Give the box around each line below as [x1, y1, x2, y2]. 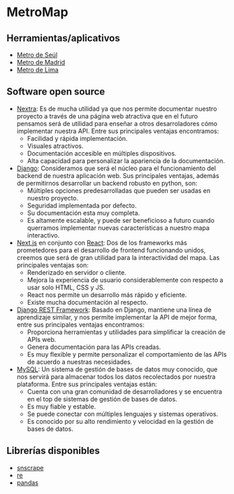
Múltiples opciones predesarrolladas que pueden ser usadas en [27, 186, 211, 195]
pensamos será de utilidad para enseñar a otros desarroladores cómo [16, 119, 218, 128]
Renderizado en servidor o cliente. [27, 268, 126, 277]
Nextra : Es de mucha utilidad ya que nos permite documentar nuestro [16, 104, 217, 113]
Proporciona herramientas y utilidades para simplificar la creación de [27, 327, 226, 336]
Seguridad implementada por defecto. [27, 201, 137, 210]
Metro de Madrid [16, 58, 66, 67]
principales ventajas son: [16, 261, 89, 269]
